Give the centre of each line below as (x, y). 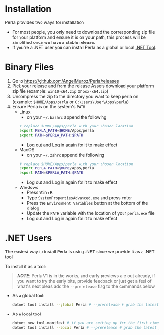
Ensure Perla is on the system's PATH (49, 106)
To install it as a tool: (26, 267)
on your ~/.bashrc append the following (67, 117)
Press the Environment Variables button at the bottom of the (87, 203)
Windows (29, 188)
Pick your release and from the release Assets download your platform (83, 86)
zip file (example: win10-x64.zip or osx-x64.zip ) (60, 91)
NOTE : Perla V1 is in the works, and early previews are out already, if (86, 276)
